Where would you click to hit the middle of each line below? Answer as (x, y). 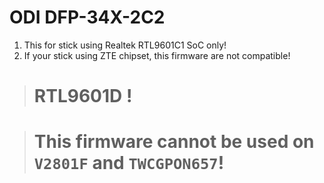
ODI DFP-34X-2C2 (87, 17)
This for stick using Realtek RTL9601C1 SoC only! (125, 45)
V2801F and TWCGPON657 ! (129, 163)
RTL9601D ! (83, 96)
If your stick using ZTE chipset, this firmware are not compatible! (157, 55)
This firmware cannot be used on (174, 142)
